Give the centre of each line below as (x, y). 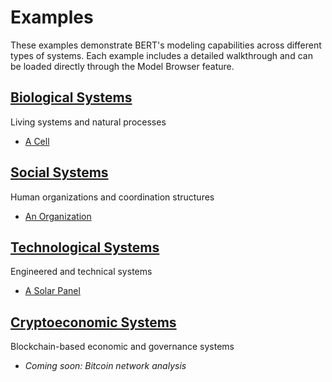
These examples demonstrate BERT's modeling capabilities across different (166, 45)
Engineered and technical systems (81, 272)
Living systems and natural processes (88, 122)
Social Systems (59, 172)
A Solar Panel (52, 291)
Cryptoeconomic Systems (93, 322)
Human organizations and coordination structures (112, 197)
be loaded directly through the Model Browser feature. (122, 66)
